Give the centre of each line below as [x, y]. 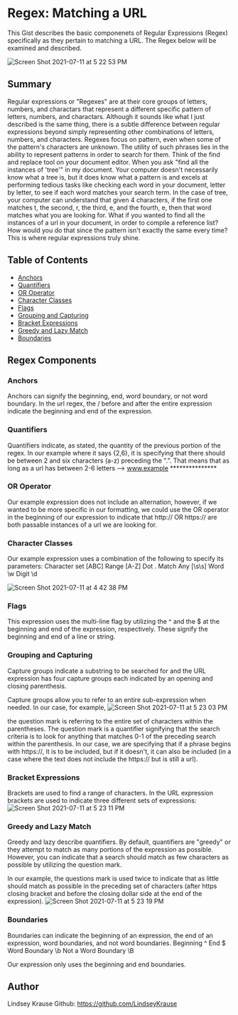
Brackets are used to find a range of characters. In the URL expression [110, 793]
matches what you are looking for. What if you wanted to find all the [106, 215]
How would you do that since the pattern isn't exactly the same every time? [118, 230]
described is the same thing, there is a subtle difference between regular [114, 124]
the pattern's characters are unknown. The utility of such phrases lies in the [118, 147]
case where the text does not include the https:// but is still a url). [103, 759]
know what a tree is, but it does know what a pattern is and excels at [108, 177]
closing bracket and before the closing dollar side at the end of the [105, 894]
